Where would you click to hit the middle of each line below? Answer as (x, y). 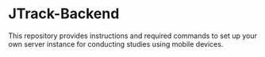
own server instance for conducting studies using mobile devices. (116, 44)
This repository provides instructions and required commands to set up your (133, 36)
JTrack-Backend (64, 14)
